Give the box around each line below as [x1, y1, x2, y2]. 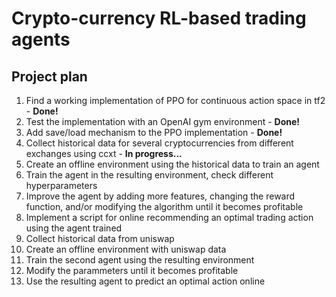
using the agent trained [25, 222, 123, 234]
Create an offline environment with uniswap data [25, 243, 227, 255]
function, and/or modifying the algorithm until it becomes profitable [25, 201, 304, 212]
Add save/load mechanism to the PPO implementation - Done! [25, 127, 283, 138]
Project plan [11, 68, 88, 85]
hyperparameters [25, 180, 98, 191]
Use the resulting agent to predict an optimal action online [25, 275, 266, 287]
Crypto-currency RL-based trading [11, 7, 307, 30]
